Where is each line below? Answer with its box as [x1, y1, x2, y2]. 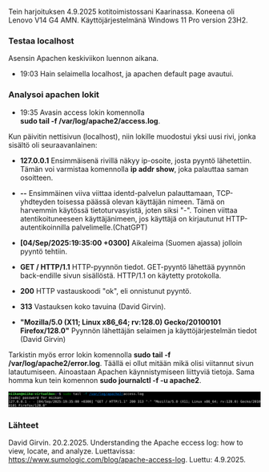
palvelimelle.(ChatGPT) [71, 222, 148, 232]
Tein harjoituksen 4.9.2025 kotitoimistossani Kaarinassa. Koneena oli [8, 7, 235, 16]
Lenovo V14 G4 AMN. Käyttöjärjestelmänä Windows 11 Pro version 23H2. [8, 15, 248, 25]
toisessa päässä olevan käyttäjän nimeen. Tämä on [57, 197, 226, 206]
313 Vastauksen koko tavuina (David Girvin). [19, 301, 167, 311]
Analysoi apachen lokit [8, 89, 100, 100]
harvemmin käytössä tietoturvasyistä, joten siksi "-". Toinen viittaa [19, 205, 238, 215]
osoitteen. [19, 173, 54, 182]
